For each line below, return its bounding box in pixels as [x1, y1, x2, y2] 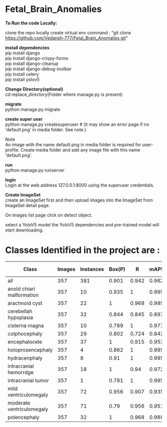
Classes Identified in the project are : [5, 244, 160, 256]
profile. [5, 147, 20, 153]
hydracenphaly [7, 354, 43, 361]
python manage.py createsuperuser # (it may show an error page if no [5, 121, 150, 127]
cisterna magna [7, 322, 44, 329]
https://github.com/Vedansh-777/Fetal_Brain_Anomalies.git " [5, 35, 128, 41]
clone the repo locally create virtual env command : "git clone [5, 29, 131, 35]
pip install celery [5, 71, 39, 77]
